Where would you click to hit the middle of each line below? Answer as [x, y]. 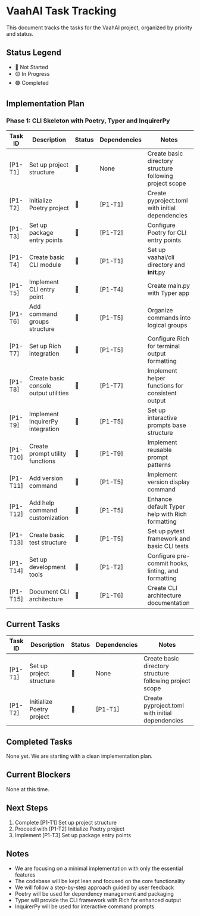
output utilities [49, 394]
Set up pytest [166, 531]
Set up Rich [45, 346]
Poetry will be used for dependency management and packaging [94, 893]
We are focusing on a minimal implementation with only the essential [99, 868]
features [25, 874]
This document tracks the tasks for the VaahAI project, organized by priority [99, 27]
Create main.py [169, 286]
